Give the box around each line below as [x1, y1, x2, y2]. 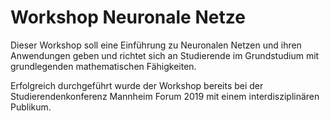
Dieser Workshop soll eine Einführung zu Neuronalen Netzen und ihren [10, 39, 302, 51]
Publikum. [10, 101, 52, 113]
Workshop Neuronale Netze [10, 6, 246, 29]
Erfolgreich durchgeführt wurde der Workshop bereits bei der [10, 79, 264, 91]
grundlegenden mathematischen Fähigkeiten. [10, 60, 197, 72]
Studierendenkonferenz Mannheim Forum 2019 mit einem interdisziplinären [10, 90, 320, 102]
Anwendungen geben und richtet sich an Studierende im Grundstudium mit [10, 49, 320, 61]
